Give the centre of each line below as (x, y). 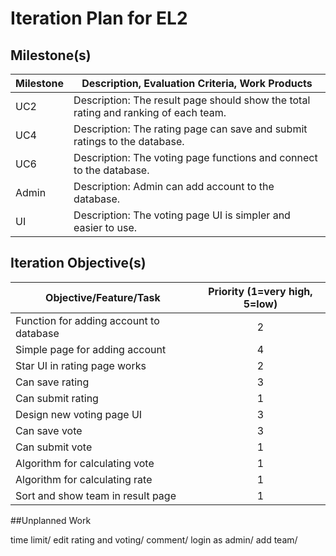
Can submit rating (57, 398)
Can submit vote (54, 447)
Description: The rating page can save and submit (190, 129)
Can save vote (49, 430)
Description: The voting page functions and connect (195, 157)
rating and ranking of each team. (150, 112)
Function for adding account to (87, 320)
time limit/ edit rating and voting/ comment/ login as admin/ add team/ (154, 539)
